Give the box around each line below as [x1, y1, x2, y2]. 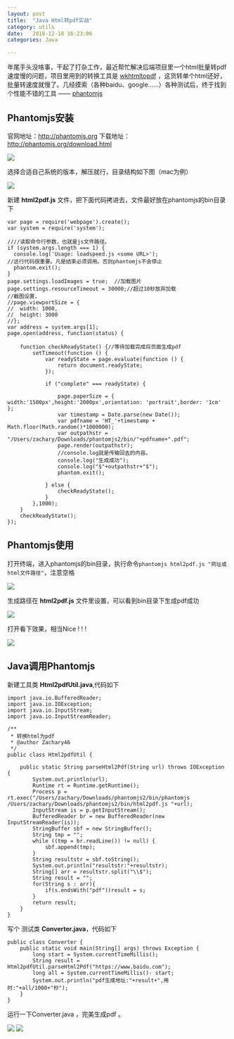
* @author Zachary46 [10, 738, 71, 746]
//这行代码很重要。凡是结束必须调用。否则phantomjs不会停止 [7, 258, 163, 265]
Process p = [32, 788, 68, 795]
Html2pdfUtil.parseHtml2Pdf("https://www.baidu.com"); [7, 963, 171, 970]
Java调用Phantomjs [7, 660, 96, 672]
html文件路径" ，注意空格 [7, 568, 75, 577]
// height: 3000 [7, 311, 58, 318]
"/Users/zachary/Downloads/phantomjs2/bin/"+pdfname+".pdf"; [7, 436, 190, 443]
